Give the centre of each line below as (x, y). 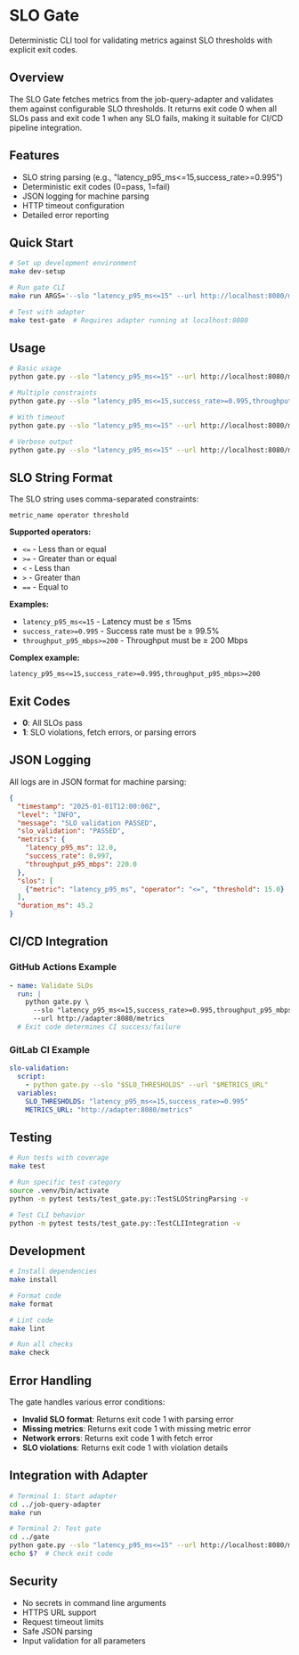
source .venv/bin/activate (59, 1190)
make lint (28, 1328)
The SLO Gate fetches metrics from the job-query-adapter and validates (141, 99)
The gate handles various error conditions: (87, 1402)
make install (33, 1280)
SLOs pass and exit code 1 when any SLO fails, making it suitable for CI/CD (146, 118)
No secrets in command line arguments (94, 1602)
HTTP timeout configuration (73, 205)
